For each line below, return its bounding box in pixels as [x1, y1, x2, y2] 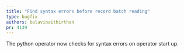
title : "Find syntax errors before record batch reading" [6, 8, 150, 14]
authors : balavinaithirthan [6, 19, 75, 25]
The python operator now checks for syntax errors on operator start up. [6, 40, 179, 47]
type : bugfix [6, 14, 38, 20]
